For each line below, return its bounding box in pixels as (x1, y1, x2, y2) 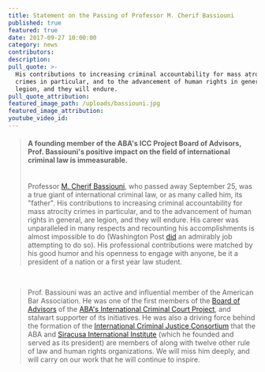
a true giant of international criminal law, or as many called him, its (27, 190, 243, 200)
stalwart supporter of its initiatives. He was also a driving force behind (27, 313, 256, 322)
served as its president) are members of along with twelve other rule (27, 338, 251, 348)
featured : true (8, 26, 58, 34)
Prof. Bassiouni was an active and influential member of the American (27, 287, 254, 297)
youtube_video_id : (8, 115, 69, 122)
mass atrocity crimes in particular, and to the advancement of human (27, 207, 252, 216)
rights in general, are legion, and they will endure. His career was (27, 215, 239, 225)
